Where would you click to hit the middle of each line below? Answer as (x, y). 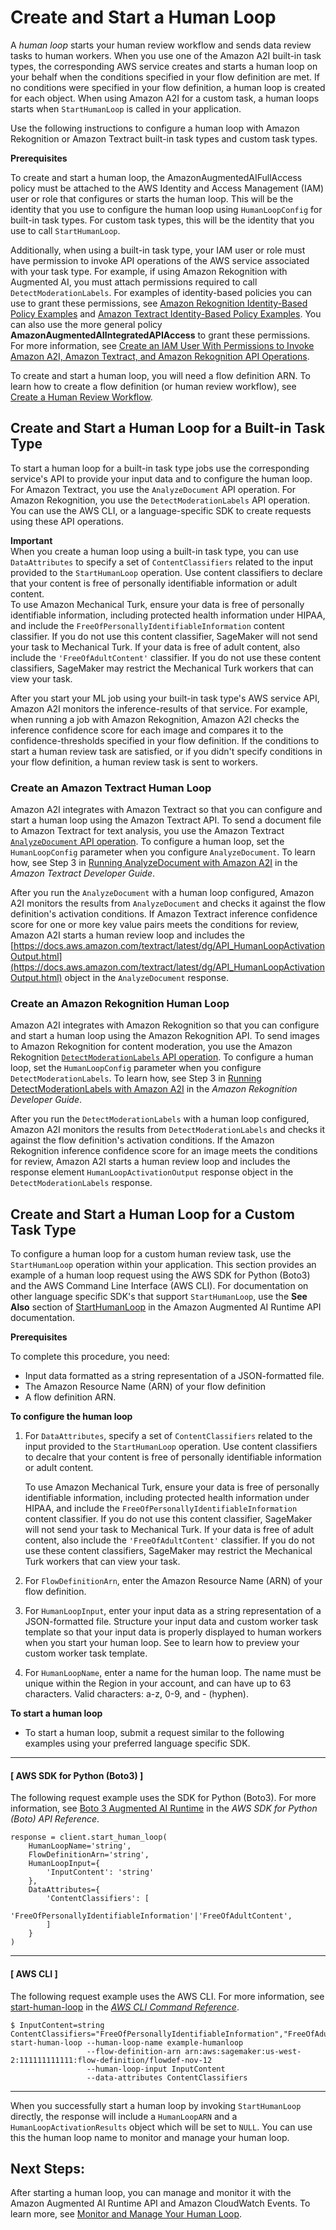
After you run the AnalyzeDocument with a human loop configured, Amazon (162, 893)
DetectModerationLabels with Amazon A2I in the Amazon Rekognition (154, 1089)
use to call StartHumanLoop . (65, 230)
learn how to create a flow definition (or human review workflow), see (153, 386)
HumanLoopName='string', (80, 1846)
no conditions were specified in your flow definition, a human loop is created (168, 87)
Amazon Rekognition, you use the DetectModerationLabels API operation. (160, 500)
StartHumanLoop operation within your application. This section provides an (163, 1265)
